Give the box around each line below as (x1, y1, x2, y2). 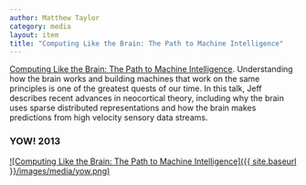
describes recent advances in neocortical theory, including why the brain (9, 93, 285, 104)
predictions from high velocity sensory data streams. (9, 112, 208, 123)
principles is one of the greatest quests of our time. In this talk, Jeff (9, 83, 262, 94)
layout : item (9, 30, 59, 39)
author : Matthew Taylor (9, 13, 100, 23)
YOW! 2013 (9, 135, 61, 148)
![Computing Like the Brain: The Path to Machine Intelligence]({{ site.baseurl (9, 156, 297, 167)
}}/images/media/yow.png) (9, 165, 111, 176)
